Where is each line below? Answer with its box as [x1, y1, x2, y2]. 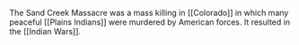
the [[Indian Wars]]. [9, 26, 82, 36]
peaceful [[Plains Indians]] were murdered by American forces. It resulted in [9, 17, 290, 27]
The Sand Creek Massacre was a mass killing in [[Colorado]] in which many [9, 8, 289, 18]
